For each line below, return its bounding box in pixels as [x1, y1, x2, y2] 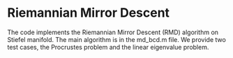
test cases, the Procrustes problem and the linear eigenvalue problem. [7, 43, 209, 51]
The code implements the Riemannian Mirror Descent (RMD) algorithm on [7, 28, 218, 36]
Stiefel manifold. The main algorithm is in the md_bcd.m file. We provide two [7, 35, 227, 43]
